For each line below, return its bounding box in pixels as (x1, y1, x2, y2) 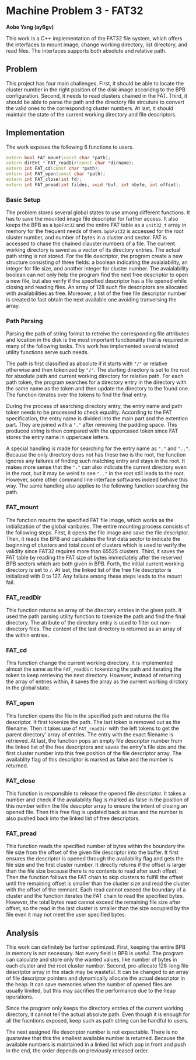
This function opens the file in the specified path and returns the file (6, 712, 170, 719)
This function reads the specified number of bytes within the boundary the (6, 843, 185, 850)
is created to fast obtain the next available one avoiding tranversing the (6, 296, 177, 303)
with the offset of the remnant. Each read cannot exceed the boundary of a (6, 886, 186, 893)
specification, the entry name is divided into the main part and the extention (6, 415, 188, 422)
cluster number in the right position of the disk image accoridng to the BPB (6, 86, 185, 93)
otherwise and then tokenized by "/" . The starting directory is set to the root (6, 366, 190, 373)
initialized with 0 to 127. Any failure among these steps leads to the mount (6, 572, 183, 579)
